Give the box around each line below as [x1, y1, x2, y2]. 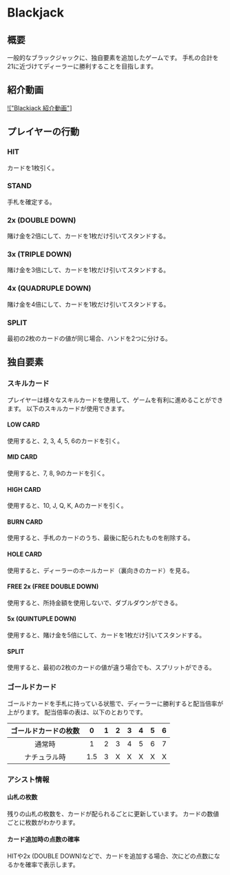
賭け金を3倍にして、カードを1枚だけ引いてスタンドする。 [7, 266, 170, 274]
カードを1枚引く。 [7, 163, 59, 172]
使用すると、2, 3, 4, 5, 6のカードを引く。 [7, 436, 124, 445]
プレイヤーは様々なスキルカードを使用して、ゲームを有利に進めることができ [7, 395, 224, 404]
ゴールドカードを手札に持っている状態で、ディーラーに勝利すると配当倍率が [7, 699, 224, 708]
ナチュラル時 [24, 752, 67, 762]
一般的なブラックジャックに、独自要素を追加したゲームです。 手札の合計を [7, 54, 219, 61]
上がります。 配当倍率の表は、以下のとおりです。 [7, 708, 147, 716]
